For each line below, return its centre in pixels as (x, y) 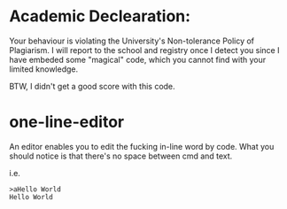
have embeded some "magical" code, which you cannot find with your (138, 59)
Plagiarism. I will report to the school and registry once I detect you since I (144, 50)
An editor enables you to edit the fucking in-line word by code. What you (142, 146)
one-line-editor (67, 122)
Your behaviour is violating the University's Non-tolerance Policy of (132, 41)
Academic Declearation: (100, 16)
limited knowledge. (44, 69)
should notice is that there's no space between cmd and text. (121, 156)
